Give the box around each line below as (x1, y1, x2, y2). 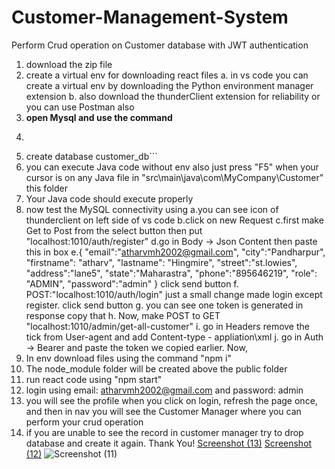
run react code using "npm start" (25, 373, 163, 385)
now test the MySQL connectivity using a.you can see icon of (25, 203, 279, 215)
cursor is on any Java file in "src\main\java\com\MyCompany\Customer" (25, 171, 324, 183)
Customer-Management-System (11, 6, 289, 29)
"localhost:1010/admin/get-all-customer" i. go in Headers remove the (25, 320, 310, 332)
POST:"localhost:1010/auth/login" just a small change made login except (25, 288, 323, 300)
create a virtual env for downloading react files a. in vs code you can (25, 69, 309, 81)
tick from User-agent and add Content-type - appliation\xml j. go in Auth (25, 331, 324, 343)
